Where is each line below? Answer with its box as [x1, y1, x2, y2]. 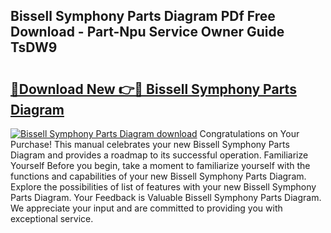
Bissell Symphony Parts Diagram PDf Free [10, 8, 276, 25]
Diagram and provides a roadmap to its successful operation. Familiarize [10, 149, 309, 161]
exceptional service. [10, 213, 94, 224]
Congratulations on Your [199, 128, 300, 139]
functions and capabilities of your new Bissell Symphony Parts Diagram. [10, 170, 307, 182]
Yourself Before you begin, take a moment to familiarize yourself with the [10, 160, 311, 171]
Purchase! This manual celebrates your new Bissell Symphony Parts [10, 139, 290, 150]
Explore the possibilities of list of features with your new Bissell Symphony [10, 181, 317, 193]
